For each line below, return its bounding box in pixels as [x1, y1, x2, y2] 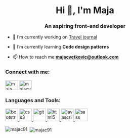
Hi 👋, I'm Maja [55, 5, 115, 16]
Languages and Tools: [5, 97, 61, 104]
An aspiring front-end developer [45, 23, 125, 30]
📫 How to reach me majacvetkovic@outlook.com [12, 54, 119, 60]
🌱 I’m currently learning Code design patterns [12, 44, 109, 50]
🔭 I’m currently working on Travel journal [12, 34, 98, 40]
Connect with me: [5, 68, 50, 75]
